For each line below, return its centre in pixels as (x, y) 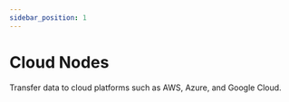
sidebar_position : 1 (48, 18)
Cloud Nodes (59, 62)
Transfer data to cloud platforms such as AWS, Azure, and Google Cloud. (146, 88)
